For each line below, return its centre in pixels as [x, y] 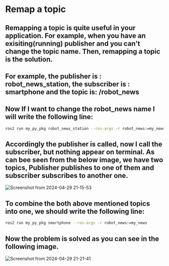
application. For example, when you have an [75, 35]
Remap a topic [36, 9]
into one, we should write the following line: [75, 211]
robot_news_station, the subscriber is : [68, 84]
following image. [32, 247]
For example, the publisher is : [54, 76]
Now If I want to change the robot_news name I [80, 109]
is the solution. [29, 59]
